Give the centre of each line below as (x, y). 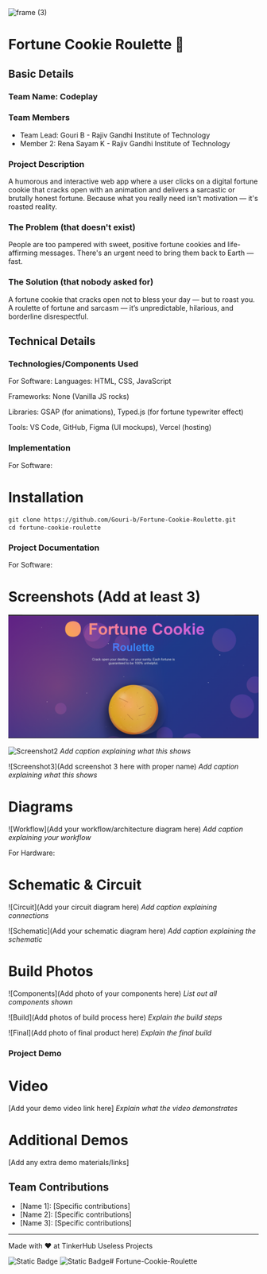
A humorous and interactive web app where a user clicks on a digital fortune (133, 181)
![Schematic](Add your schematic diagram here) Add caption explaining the (132, 931)
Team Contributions (59, 1187)
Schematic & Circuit (75, 885)
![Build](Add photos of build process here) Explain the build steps (115, 1017)
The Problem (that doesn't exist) (72, 227)
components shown (41, 1001)
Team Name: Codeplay (53, 96)
